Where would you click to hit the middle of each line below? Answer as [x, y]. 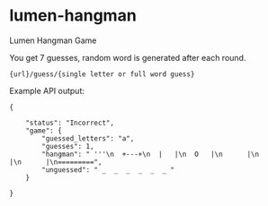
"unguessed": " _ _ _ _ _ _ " [108, 170]
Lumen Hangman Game [53, 40]
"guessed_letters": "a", [88, 138]
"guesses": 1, [68, 146]
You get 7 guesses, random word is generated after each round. [128, 57]
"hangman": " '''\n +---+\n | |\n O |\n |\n [150, 154]
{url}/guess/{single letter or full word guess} [102, 74]
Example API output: [47, 90]
